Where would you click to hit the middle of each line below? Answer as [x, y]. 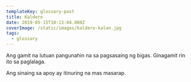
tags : [13, 33]
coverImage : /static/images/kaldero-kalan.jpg [64, 28]
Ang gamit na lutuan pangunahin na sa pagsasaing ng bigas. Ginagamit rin [96, 55]
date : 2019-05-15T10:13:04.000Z [45, 22]
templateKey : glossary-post [40, 11]
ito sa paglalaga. [26, 61]
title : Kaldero [25, 17]
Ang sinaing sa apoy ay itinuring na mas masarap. [66, 73]
